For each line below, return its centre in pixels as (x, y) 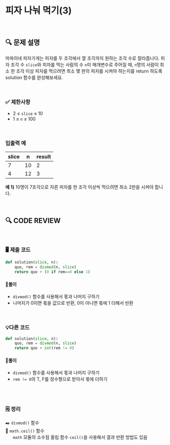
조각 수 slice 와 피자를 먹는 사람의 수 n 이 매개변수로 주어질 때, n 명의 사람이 (84, 64)
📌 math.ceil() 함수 (25, 431)
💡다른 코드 (17, 328)
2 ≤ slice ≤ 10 (28, 114)
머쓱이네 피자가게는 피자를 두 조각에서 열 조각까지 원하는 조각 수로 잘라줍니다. (82, 58)
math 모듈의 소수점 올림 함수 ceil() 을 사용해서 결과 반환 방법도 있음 (80, 437)
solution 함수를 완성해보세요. (34, 77)
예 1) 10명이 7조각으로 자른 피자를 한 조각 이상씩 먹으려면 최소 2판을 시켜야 (79, 187)
